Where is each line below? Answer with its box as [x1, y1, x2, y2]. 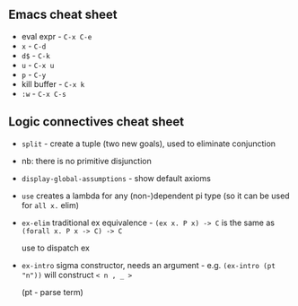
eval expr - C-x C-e [21, 31, 92, 41]
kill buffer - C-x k [21, 78, 85, 89]
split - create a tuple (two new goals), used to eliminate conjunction [21, 138, 276, 149]
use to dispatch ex [21, 242, 91, 253]
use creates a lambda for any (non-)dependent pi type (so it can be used [21, 190, 290, 201]
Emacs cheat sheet [8, 7, 118, 22]
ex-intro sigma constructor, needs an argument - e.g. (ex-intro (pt [21, 259, 276, 270]
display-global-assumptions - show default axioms [21, 172, 212, 183]
